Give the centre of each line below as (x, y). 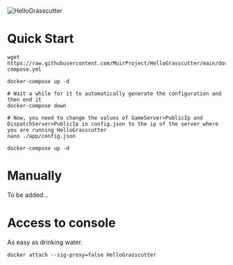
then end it (24, 100)
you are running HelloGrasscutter (57, 130)
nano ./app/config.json (42, 136)
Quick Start (41, 39)
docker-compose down (37, 105)
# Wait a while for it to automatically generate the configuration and (114, 94)
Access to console (61, 223)
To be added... (28, 195)
